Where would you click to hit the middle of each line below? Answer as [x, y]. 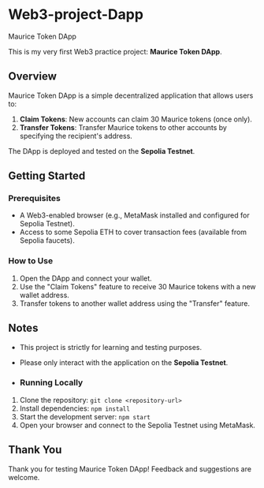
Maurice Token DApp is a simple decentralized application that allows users [131, 95]
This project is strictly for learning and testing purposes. [111, 347]
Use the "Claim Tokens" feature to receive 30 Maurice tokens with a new [138, 286]
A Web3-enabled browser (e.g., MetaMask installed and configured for [134, 215]
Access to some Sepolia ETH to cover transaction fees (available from [133, 232]
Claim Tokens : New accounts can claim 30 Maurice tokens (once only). [136, 119]
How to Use [31, 261]
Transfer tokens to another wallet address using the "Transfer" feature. [135, 303]
